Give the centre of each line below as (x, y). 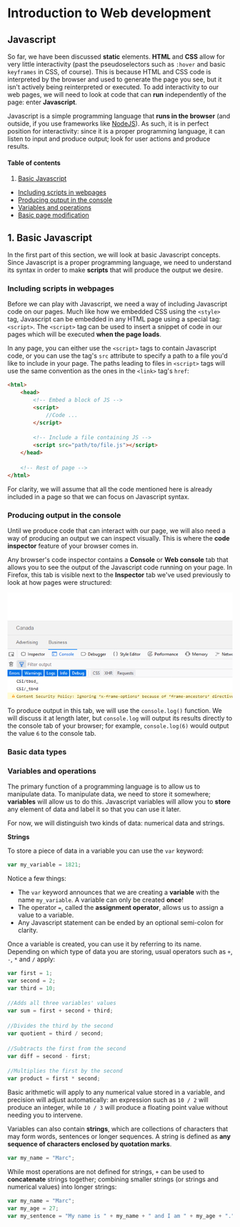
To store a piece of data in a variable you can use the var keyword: (105, 851)
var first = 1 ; (30, 973)
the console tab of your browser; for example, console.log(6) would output (118, 726)
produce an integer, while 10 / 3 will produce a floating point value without (118, 1108)
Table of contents (34, 163)
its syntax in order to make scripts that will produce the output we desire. (115, 270)
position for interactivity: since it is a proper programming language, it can (116, 131)
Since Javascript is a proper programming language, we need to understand (120, 263)
